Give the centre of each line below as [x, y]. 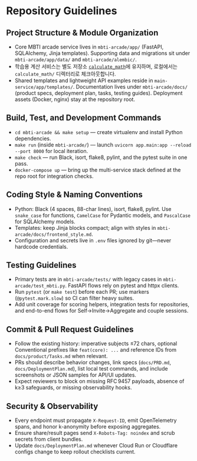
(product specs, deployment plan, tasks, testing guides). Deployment [98, 93]
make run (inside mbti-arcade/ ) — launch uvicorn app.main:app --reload [103, 145]
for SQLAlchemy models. [45, 221]
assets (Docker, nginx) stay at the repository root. [75, 99]
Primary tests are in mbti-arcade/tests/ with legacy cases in [88, 280]
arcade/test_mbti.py [40, 286]
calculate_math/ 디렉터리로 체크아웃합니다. [65, 74]
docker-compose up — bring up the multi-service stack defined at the [98, 170]
